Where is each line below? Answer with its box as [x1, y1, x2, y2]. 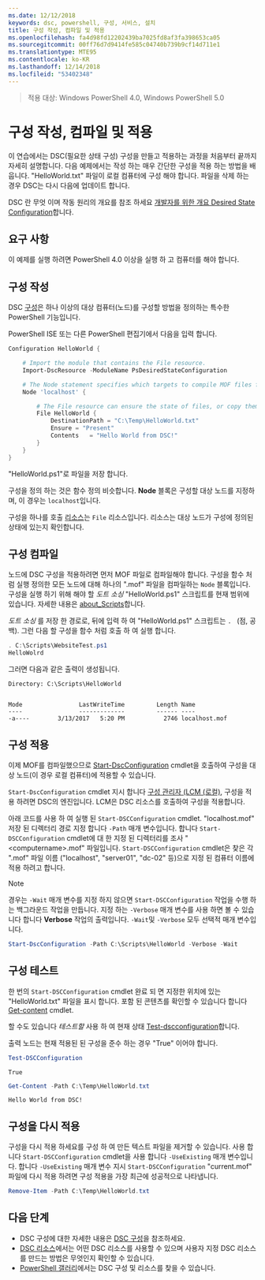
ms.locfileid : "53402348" [8, 70, 93, 78]
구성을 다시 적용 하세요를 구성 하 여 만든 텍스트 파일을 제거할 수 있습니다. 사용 [8, 1142, 246, 1151]
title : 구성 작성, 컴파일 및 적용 [8, 26, 105, 34]
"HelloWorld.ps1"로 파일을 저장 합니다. [8, 468, 129, 478]
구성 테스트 [8, 964, 59, 978]
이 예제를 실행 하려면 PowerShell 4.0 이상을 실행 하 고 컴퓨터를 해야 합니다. [8, 255, 240, 264]
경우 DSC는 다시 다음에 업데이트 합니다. [8, 181, 130, 190]
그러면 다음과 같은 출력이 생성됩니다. [8, 664, 120, 674]
